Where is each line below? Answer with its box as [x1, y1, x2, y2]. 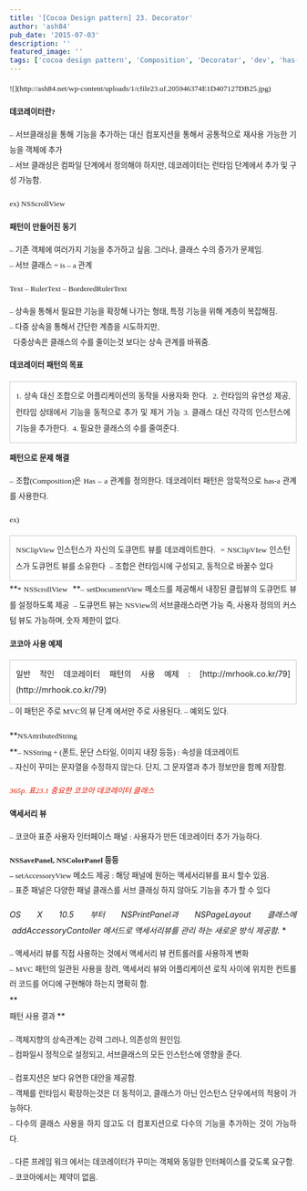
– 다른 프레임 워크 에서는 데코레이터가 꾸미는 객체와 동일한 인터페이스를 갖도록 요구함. [9, 1157, 295, 1167]
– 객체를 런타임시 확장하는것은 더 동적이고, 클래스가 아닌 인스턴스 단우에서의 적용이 [9, 1088, 289, 1098]
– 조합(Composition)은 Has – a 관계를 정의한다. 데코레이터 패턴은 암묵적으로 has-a [9, 476, 281, 486]
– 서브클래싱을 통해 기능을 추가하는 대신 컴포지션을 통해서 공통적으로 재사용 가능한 [9, 130, 288, 140]
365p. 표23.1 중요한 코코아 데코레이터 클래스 [9, 786, 155, 795]
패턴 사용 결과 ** [9, 1010, 66, 1021]
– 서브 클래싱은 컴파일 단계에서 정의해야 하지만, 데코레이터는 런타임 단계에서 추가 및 [9, 161, 289, 170]
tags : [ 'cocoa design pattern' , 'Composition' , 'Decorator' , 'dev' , [9, 56, 275, 65]
